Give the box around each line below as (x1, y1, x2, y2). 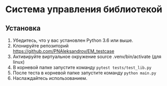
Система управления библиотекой (5, 4, 162, 15)
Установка (5, 24, 41, 33)
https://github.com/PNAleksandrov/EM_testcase (12, 48, 114, 54)
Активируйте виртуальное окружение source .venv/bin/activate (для (12, 53, 161, 60)
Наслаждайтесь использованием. (12, 75, 88, 81)
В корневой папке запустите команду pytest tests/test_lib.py (12, 65, 152, 70)
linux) (12, 59, 25, 65)
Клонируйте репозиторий (12, 43, 69, 49)
